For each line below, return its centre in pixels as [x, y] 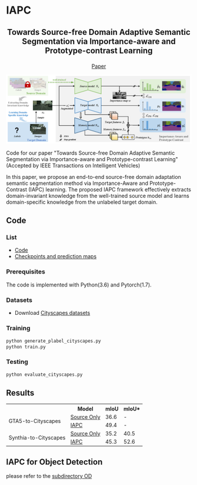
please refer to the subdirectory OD [49, 476]
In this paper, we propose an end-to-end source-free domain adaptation [94, 177]
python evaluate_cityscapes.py [44, 375]
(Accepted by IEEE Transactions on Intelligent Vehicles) [73, 165]
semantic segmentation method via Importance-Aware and [77, 183]
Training [18, 328]
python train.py [26, 347]
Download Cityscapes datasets [52, 313]
